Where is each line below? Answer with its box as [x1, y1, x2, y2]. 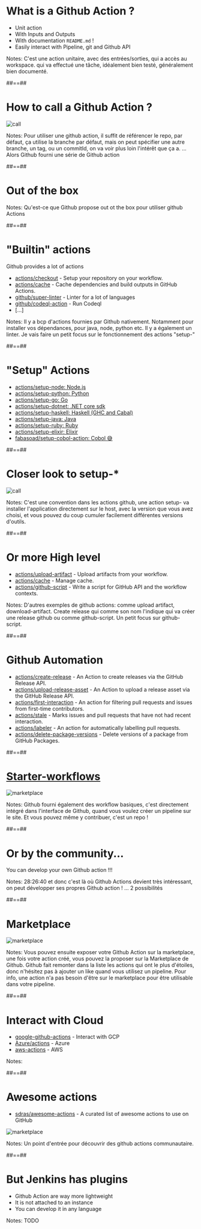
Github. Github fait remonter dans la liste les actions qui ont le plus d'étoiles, [6, 961, 194, 969]
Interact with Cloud [6, 1013, 104, 1027]
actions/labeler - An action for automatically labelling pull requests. [14, 724, 181, 731]
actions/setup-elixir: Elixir [14, 428, 78, 435]
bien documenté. [6, 67, 48, 75]
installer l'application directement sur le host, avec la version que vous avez [6, 505, 194, 512]
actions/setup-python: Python [14, 390, 89, 397]
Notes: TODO [6, 1217, 40, 1224]
